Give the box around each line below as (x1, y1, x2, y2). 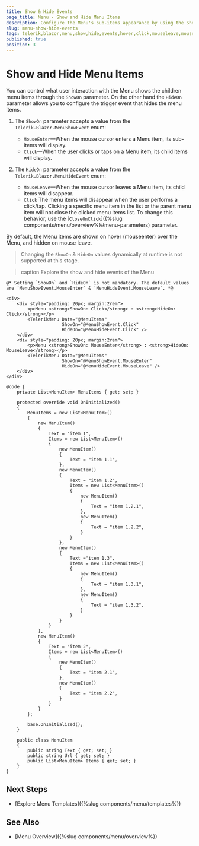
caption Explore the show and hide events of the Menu (20, 268, 155, 275)
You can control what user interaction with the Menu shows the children (6, 87, 182, 94)
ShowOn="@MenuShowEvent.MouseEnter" (62, 357, 152, 364)
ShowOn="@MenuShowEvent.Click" (62, 321, 139, 327)
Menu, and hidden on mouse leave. (6, 239, 92, 246)
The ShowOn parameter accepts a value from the (14, 117, 131, 125)
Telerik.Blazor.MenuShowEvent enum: (14, 123, 107, 131)
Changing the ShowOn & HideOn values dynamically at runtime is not (20, 251, 182, 258)
